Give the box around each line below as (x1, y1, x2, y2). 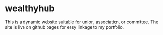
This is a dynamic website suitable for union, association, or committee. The (5, 19, 159, 25)
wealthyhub (5, 3, 55, 14)
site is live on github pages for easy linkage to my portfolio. (5, 24, 124, 30)
